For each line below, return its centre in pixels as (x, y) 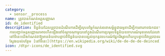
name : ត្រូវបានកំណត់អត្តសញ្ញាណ (30, 19)
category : (15, 9)
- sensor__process (28, 14)
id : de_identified (24, 23)
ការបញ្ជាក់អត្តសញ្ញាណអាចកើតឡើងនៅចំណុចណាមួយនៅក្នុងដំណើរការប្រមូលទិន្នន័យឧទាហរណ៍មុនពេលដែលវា (85, 32)
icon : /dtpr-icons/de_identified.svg (44, 46)
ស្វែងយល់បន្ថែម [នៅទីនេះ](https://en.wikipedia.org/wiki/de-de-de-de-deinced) (85, 41)
